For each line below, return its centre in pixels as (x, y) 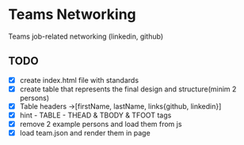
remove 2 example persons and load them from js (101, 124)
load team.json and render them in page (85, 133)
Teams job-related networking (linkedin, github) (86, 36)
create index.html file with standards (79, 80)
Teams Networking (72, 15)
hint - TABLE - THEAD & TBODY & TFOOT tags (95, 115)
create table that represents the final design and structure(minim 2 (128, 89)
